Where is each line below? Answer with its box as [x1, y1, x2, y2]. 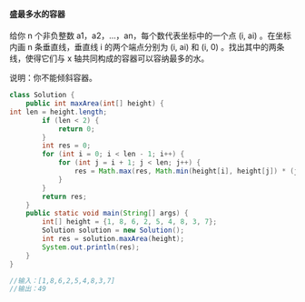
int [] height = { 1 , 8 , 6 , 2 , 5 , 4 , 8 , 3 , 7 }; [42, 217, 218, 226]
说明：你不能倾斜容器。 [9, 73, 97, 84]
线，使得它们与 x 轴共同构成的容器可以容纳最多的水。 [9, 53, 210, 64]
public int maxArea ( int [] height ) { [25, 99, 165, 108]
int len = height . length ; [9, 107, 107, 116]
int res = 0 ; [42, 141, 92, 150]
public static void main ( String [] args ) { [25, 209, 189, 218]
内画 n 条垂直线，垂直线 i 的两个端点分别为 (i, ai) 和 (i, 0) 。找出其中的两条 [9, 42, 285, 53]
